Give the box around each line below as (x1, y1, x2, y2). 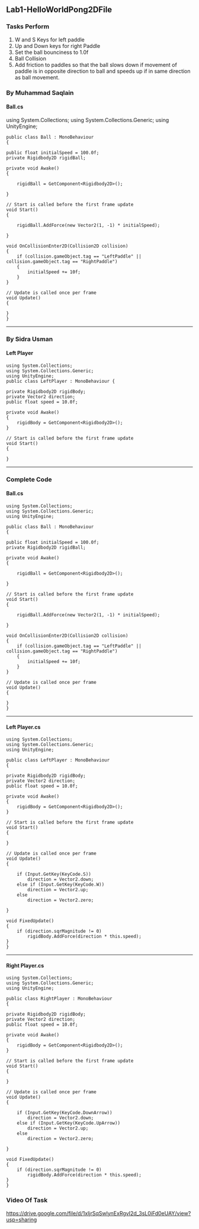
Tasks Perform (6, 23, 50, 31)
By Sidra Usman (6, 335, 53, 343)
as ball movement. (14, 73, 60, 81)
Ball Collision (14, 55, 46, 62)
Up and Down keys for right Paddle (14, 42, 101, 49)
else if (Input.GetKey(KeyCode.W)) (17, 882, 105, 888)
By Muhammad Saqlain (6, 88, 74, 97)
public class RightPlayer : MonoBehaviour (6, 996, 113, 1002)
